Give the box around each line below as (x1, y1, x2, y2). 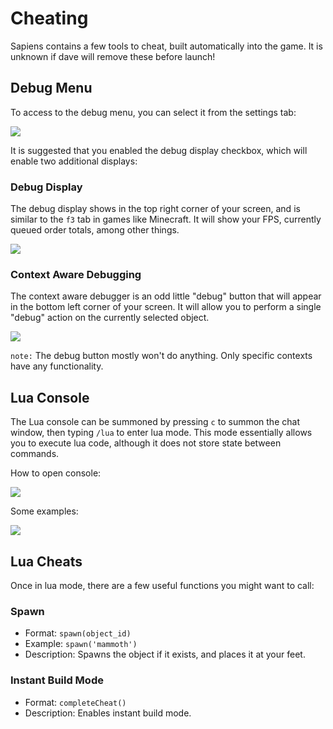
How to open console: (10, 467, 102, 479)
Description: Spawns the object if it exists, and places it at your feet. (24, 648, 306, 661)
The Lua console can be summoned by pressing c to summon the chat (10, 416, 300, 428)
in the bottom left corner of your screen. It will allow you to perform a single (10, 301, 322, 313)
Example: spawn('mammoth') (24, 638, 138, 650)
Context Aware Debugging (10, 267, 142, 281)
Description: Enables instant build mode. (24, 707, 192, 719)
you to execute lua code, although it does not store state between (10, 437, 282, 449)
